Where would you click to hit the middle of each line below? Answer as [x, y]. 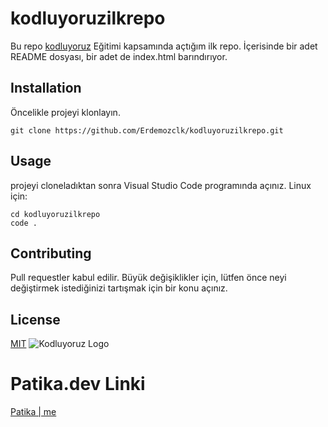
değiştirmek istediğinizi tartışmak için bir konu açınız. [119, 288]
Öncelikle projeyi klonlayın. [65, 112]
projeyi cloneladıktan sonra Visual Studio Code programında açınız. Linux [161, 185]
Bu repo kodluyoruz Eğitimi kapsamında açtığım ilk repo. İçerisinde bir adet [164, 46]
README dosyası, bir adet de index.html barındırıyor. [119, 56]
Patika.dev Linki [78, 384]
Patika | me [33, 412]
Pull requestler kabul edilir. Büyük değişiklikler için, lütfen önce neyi [148, 278]
